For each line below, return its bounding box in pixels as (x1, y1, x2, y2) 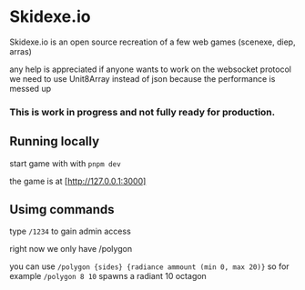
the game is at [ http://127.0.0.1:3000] (9, 175, 147, 186)
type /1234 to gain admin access (9, 225, 132, 237)
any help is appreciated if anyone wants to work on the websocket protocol (9, 64, 291, 75)
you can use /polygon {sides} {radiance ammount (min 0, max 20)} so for (9, 261, 290, 272)
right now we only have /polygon (9, 244, 133, 255)
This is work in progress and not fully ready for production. (9, 105, 276, 118)
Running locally (9, 134, 100, 149)
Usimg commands (9, 202, 116, 217)
